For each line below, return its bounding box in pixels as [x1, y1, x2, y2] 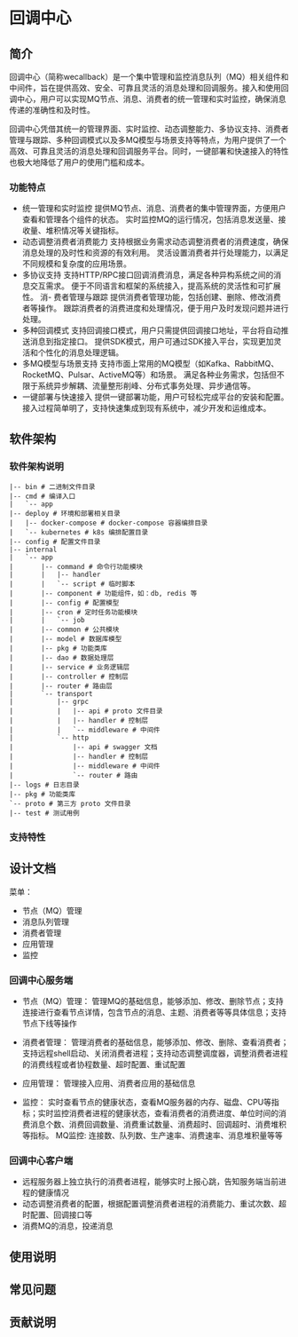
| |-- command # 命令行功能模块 [9, 562, 144, 571]
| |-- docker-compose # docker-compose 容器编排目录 [9, 518, 208, 527]
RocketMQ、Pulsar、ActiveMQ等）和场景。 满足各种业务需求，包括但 [21, 369, 278, 380]
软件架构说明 [9, 460, 65, 472]
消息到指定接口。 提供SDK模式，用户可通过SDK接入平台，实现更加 [29, 336, 274, 347]
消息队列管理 [21, 916, 69, 927]
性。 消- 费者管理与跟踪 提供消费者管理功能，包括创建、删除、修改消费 [21, 292, 282, 303]
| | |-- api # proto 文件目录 [9, 707, 163, 716]
